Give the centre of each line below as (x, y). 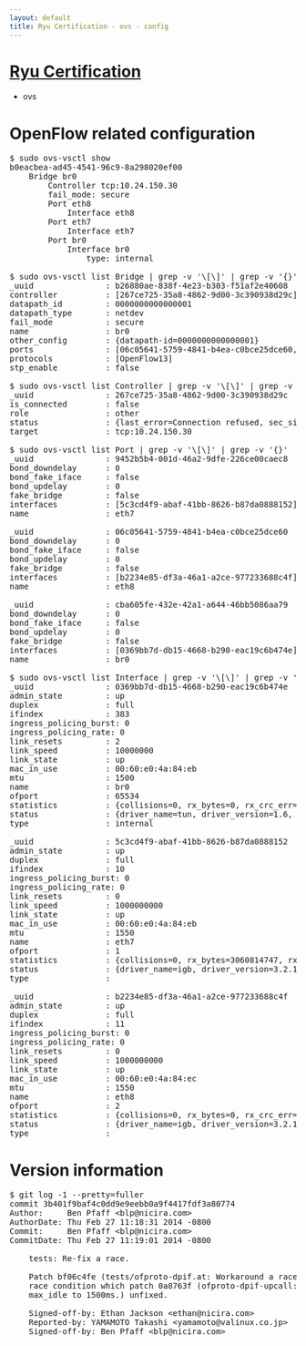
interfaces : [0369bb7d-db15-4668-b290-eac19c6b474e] (153, 651)
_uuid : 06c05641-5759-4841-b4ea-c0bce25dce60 (149, 532)
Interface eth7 (101, 231)
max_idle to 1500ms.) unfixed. (98, 1295)
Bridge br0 (53, 177)
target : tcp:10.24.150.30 (101, 432)
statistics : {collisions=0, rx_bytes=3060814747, (147, 961)
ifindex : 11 (67, 1024)
